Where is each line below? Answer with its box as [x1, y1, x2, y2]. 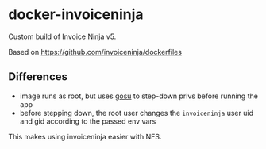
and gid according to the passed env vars [19, 117, 156, 126]
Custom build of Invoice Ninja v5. [8, 32, 117, 41]
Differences [8, 70, 68, 84]
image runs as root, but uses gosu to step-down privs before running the [19, 91, 258, 101]
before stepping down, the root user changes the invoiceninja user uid [19, 108, 254, 117]
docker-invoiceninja [8, 6, 145, 24]
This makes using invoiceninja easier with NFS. [8, 132, 162, 141]
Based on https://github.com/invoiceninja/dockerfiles [8, 47, 183, 56]
